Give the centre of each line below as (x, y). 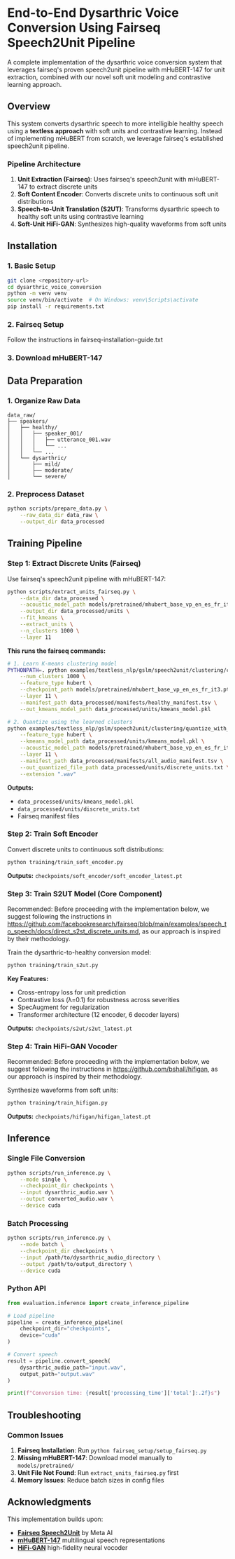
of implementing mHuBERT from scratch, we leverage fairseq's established (115, 138)
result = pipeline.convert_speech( (59, 1361)
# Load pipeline (31, 1316)
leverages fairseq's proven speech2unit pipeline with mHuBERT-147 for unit (116, 69)
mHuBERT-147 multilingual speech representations (91, 1540)
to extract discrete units (63, 187)
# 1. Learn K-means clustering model (62, 663)
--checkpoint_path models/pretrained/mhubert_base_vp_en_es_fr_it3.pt (125, 690)
